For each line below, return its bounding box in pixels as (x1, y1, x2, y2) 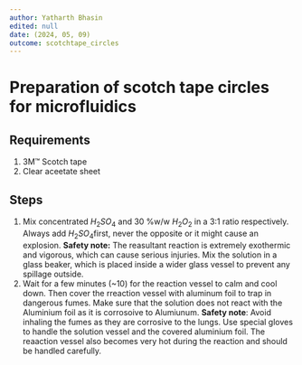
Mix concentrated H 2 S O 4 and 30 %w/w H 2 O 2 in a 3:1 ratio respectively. (22, 216, 289, 229)
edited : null (9, 22, 59, 31)
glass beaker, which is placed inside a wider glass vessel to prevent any (22, 258, 291, 269)
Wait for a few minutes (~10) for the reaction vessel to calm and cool (22, 277, 278, 289)
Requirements (9, 132, 90, 147)
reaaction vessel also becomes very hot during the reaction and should (22, 335, 288, 346)
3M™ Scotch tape (22, 156, 88, 167)
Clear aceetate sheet (22, 166, 101, 177)
